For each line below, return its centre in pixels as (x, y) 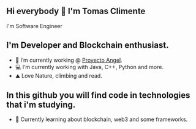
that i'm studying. (41, 105)
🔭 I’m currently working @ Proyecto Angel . (69, 60)
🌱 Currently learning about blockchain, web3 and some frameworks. (101, 119)
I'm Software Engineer (35, 26)
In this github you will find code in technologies (98, 95)
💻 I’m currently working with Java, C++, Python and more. (89, 67)
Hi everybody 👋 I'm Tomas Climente (76, 11)
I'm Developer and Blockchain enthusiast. (88, 46)
